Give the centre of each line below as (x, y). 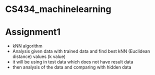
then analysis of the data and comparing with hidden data (72, 67)
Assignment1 (33, 32)
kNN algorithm (27, 46)
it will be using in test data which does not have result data (73, 62)
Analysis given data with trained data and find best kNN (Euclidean (81, 51)
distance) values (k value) (39, 56)
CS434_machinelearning (58, 9)
